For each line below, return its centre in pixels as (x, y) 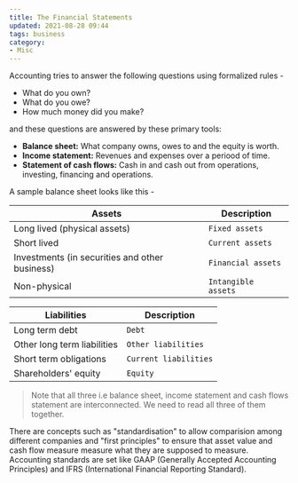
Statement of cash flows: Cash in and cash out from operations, (140, 165)
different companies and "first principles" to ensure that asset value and (141, 441)
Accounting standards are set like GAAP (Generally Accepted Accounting (143, 460)
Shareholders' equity (57, 374)
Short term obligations (60, 359)
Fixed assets (235, 229)
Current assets (240, 243)
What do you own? (56, 93)
